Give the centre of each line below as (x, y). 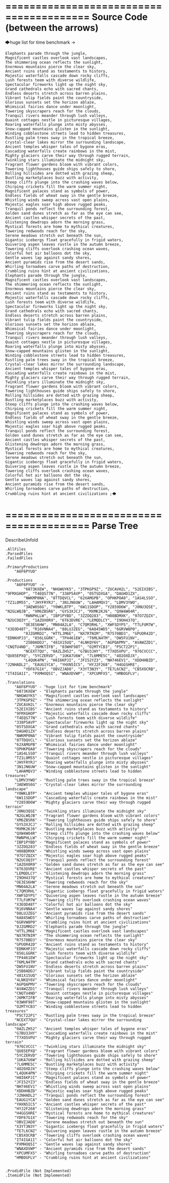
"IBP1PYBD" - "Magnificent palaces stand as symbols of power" (83, 842)
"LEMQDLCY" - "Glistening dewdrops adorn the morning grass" (80, 873)
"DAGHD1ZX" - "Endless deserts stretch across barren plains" (81, 731)
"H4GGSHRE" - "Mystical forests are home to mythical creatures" (85, 1113)
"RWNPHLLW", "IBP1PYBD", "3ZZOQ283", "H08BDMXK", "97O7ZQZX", (91, 616)
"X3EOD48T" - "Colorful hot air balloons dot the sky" (74, 904)
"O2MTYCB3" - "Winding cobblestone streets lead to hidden (78, 1006)
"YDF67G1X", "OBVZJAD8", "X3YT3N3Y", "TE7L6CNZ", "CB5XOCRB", (91, 669)
